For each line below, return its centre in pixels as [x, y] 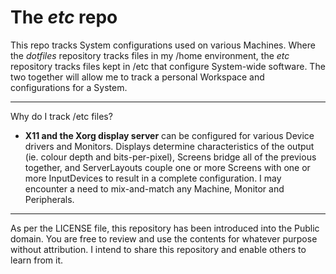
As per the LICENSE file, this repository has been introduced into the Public [165, 228]
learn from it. [37, 260]
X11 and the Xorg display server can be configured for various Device [169, 135]
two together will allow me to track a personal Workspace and [137, 77]
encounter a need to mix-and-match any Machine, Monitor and [154, 188]
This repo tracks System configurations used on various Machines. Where [163, 45]
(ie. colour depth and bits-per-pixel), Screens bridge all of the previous [170, 157]
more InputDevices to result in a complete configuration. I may [153, 178]
